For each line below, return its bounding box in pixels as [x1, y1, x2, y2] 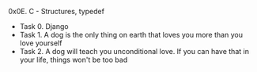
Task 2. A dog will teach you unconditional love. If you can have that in [19, 47, 249, 56]
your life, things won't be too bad [19, 55, 128, 64]
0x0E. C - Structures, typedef [8, 7, 105, 16]
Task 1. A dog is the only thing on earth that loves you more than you [19, 31, 244, 39]
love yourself [19, 38, 62, 48]
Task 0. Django [19, 22, 69, 31]
